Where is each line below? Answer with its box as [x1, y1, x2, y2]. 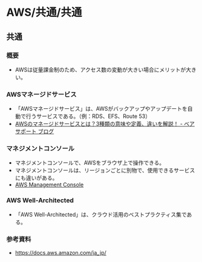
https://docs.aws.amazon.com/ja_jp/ [15, 249, 107, 257]
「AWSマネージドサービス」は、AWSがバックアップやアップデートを [15, 105, 187, 113]
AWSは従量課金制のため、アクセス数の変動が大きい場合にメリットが [15, 66, 186, 73]
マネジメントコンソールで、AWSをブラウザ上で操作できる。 [15, 159, 165, 166]
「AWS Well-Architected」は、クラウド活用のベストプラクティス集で [15, 211, 187, 218]
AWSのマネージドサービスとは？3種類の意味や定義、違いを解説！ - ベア [15, 120, 195, 128]
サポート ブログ [15, 128, 54, 135]
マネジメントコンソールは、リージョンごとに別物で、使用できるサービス [15, 167, 195, 174]
